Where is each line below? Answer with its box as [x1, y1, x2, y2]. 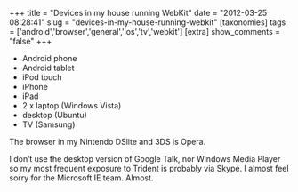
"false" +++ [9, 36, 52, 46]
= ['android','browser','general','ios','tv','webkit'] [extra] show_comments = [9, 27, 281, 36]
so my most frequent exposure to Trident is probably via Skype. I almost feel [9, 164, 289, 173]
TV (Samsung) [21, 119, 76, 130]
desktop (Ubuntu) [21, 110, 87, 120]
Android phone [21, 53, 77, 63]
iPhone [21, 82, 49, 92]
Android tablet [21, 62, 75, 73]
